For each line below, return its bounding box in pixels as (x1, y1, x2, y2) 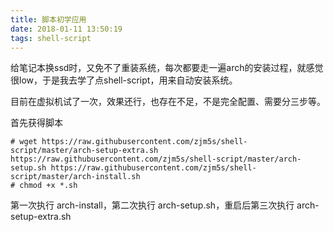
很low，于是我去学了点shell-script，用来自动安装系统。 (10, 74, 238, 86)
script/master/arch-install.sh (10, 172, 141, 182)
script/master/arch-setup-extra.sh (10, 146, 159, 156)
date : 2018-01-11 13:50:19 (10, 24, 123, 34)
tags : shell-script (10, 33, 92, 43)
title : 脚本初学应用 (10, 14, 87, 25)
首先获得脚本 (10, 117, 63, 129)
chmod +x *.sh (19, 181, 78, 191)
